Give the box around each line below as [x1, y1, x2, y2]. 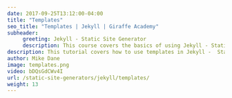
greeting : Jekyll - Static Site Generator [22, 36, 147, 43]
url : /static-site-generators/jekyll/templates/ [7, 74, 150, 81]
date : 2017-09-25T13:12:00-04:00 [7, 10, 104, 17]
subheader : [7, 29, 39, 37]
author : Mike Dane [7, 55, 60, 62]
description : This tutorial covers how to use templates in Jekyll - [7, 49, 212, 56]
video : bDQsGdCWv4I [7, 68, 64, 75]
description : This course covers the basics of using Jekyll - [22, 42, 209, 49]
